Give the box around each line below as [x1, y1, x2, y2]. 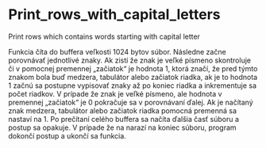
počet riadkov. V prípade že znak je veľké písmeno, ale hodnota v [8, 89, 222, 98]
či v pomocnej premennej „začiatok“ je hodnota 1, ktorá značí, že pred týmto [8, 63, 258, 73]
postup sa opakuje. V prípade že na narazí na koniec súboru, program [8, 123, 237, 132]
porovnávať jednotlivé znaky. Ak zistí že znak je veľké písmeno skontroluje [8, 55, 252, 65]
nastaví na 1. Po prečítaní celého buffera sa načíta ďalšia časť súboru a [8, 114, 240, 123]
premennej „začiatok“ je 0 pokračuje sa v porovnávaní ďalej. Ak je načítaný [8, 97, 254, 107]
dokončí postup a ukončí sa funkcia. [8, 131, 127, 140]
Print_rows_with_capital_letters [8, 6, 221, 24]
